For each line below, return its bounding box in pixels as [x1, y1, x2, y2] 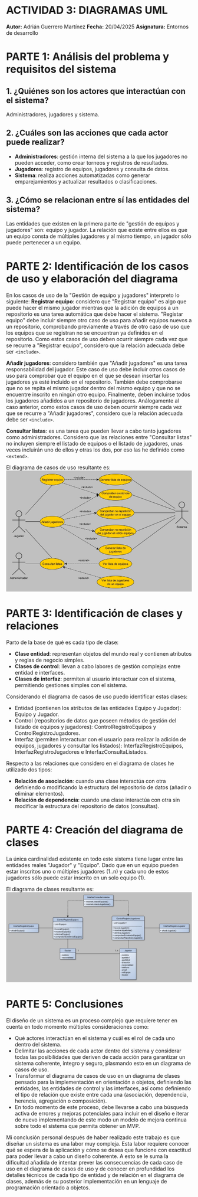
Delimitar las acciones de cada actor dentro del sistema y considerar [14, 1047, 181, 1054]
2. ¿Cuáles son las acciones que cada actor [6, 128, 169, 138]
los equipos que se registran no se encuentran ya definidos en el [6, 329, 164, 336]
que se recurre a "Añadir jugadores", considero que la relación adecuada [6, 410, 183, 417]
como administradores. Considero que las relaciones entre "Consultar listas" [6, 433, 192, 440]
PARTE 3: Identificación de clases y [6, 607, 183, 620]
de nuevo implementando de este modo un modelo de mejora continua [14, 1116, 187, 1123]
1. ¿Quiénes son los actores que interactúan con [6, 86, 186, 96]
